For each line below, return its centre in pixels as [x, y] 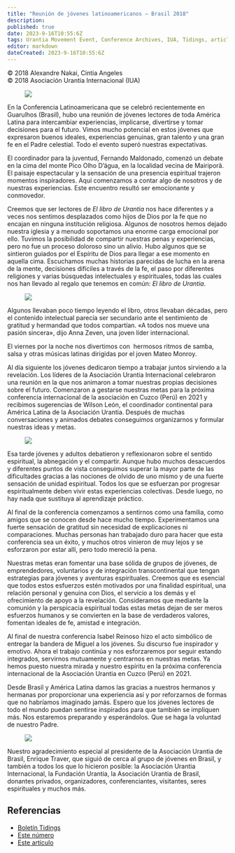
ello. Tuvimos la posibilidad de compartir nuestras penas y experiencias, [111, 239]
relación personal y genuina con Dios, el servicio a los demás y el [101, 593]
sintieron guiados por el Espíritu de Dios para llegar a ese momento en [108, 253]
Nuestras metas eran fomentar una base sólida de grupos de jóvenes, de [112, 563]
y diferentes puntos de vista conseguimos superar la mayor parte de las [111, 468]
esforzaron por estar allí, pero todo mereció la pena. [82, 549]
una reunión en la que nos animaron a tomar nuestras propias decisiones [112, 382]
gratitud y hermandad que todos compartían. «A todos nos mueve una [108, 325]
